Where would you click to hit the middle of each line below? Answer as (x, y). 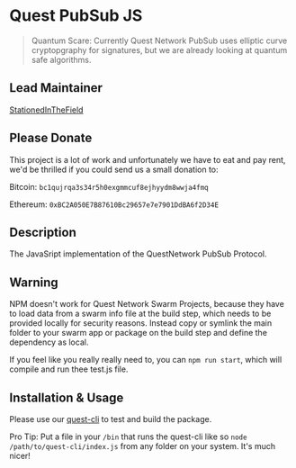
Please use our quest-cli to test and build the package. (111, 419)
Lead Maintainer (56, 88)
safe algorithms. (61, 59)
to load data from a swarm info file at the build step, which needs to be (140, 314)
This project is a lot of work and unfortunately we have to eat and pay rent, (148, 159)
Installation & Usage (67, 397)
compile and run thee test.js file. (69, 369)
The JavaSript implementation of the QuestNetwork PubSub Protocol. (138, 254)
